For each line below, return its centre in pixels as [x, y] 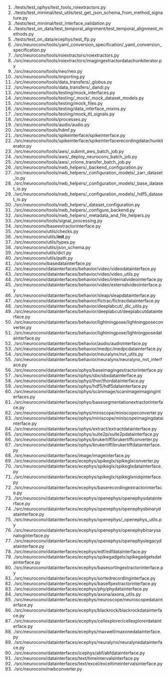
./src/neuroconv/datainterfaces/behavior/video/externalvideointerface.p [87, 285]
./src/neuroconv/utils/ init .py [41, 237]
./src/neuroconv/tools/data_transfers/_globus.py [62, 82]
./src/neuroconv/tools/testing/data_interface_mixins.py [69, 108]
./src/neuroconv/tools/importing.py [49, 77]
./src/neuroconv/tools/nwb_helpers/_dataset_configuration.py [76, 205]
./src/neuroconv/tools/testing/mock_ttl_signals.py [64, 114]
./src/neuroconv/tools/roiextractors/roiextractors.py [66, 55]
